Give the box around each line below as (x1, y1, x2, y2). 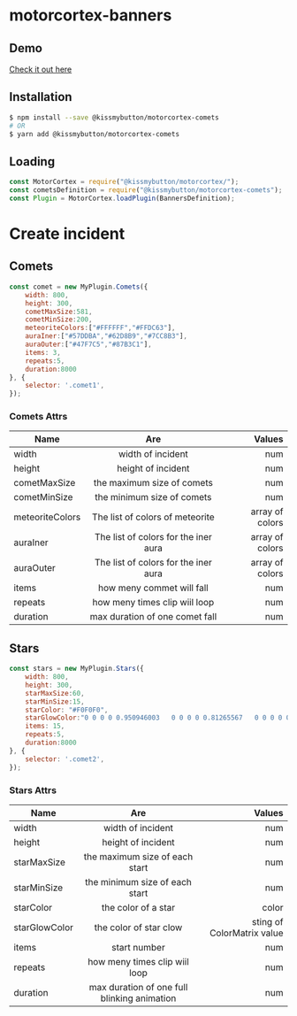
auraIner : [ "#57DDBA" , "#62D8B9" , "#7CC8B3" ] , (25, 332, 188, 341)
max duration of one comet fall (89, 611, 217, 623)
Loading (9, 154, 56, 169)
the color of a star (101, 901, 175, 913)
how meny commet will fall (98, 581, 209, 594)
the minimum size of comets (94, 491, 212, 504)
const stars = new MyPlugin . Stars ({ (9, 665, 144, 673)
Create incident (9, 224, 126, 244)
